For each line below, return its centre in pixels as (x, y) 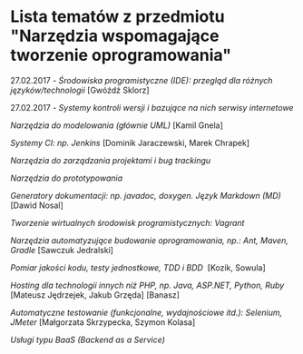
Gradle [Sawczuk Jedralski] (62, 250)
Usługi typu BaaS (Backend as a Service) (88, 339)
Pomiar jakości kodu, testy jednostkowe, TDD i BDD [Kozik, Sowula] (138, 267)
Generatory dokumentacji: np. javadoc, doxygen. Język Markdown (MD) (146, 195)
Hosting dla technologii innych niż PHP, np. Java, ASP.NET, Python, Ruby (147, 285)
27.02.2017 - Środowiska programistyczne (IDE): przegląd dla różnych (142, 80)
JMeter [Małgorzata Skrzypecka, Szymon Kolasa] (103, 322)
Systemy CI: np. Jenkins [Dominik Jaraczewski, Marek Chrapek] (130, 143)
